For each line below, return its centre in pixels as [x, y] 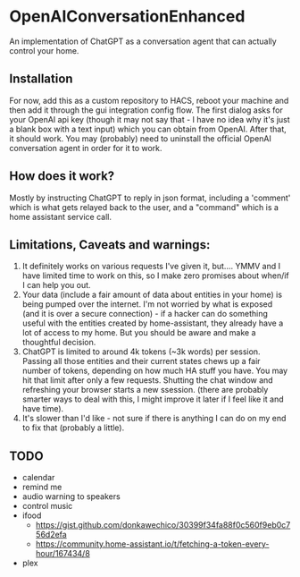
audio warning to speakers [71, 496]
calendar [38, 478]
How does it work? [62, 176]
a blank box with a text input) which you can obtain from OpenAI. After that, [148, 129]
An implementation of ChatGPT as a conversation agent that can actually [143, 41]
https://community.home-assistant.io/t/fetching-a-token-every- [152, 544]
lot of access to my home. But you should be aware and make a [139, 333]
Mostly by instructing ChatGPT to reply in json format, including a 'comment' [150, 198]
